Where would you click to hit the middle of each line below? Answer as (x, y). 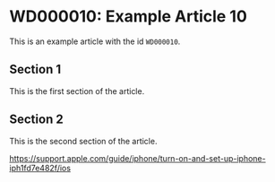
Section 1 (35, 69)
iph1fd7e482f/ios (40, 168)
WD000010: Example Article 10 (129, 17)
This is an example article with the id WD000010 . (95, 41)
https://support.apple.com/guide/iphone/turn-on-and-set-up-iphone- (137, 158)
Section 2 (37, 120)
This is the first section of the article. (77, 91)
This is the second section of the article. (83, 141)
